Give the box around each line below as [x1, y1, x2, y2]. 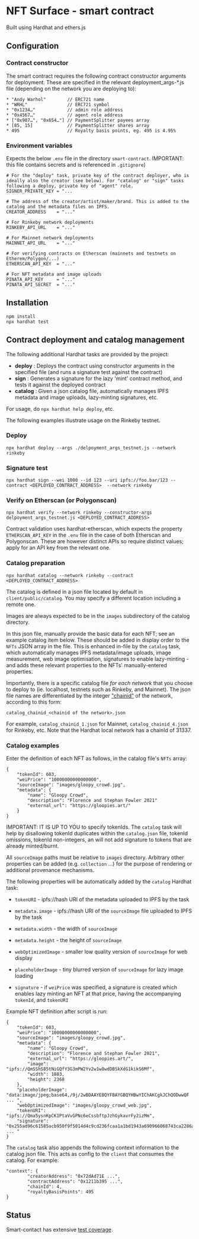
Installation [6, 298, 49, 308]
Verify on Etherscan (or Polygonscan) [6, 496, 117, 505]
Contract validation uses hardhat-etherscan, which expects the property [6, 525, 182, 533]
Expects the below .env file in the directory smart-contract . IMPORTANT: [6, 154, 184, 161]
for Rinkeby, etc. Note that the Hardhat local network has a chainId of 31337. [6, 726, 192, 734]
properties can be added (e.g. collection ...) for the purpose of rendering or [6, 860, 192, 867]
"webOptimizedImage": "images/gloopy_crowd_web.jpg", [17, 1102, 152, 1108]
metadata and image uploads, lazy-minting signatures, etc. [14, 394, 159, 401]
